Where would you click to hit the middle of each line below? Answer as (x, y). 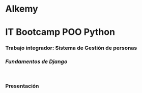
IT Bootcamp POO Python (60, 32)
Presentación (22, 86)
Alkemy (22, 9)
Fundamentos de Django (36, 61)
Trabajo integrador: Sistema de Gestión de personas (71, 48)
